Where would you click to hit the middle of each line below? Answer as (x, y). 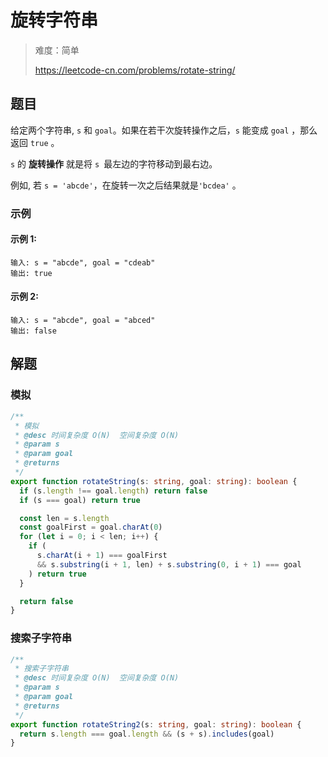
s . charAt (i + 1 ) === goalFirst (102, 556)
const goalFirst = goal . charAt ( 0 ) (91, 527)
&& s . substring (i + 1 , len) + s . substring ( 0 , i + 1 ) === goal (169, 564)
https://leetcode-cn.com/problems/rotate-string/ (135, 70)
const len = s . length (64, 518)
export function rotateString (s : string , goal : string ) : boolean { (154, 481)
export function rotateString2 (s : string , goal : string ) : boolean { (156, 724)
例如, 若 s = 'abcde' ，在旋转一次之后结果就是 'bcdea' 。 (126, 185)
